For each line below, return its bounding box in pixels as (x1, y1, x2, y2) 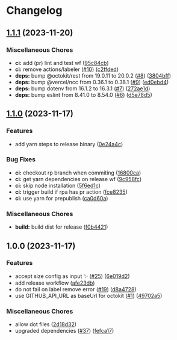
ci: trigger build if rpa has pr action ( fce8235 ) (14, 188, 128, 196)
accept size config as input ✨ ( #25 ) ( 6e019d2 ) (14, 272, 131, 280)
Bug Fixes (6, 155, 36, 164)
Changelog (6, 4, 63, 17)
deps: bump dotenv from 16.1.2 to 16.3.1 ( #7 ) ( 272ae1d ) (14, 85, 151, 92)
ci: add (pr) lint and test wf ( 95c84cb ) (14, 59, 110, 66)
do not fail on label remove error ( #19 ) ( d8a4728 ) (14, 285, 137, 292)
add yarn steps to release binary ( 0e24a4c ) (14, 140, 123, 147)
